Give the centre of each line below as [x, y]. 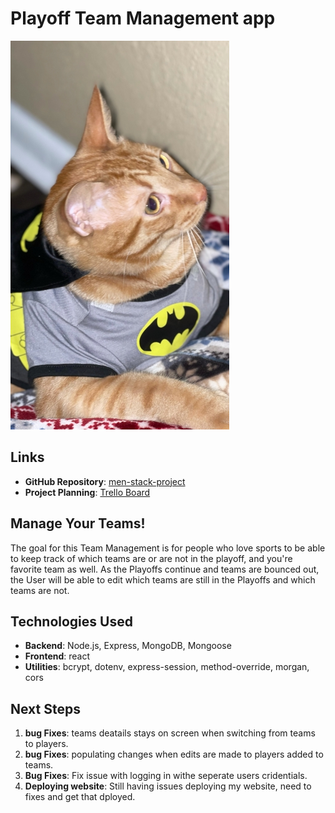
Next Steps [45, 708]
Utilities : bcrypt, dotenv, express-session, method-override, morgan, [167, 667]
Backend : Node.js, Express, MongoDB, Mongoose [128, 646]
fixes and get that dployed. [80, 797]
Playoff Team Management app [143, 18]
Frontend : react [57, 656]
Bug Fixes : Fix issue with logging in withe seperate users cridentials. [166, 776]
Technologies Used [71, 621]
